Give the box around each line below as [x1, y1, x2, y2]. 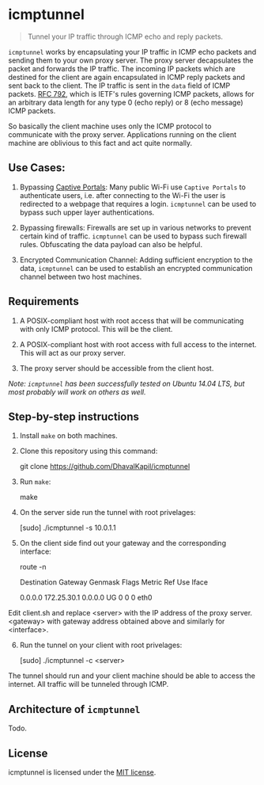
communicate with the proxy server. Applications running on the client [8, 129, 237, 139]
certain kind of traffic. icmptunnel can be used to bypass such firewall [19, 231, 247, 241]
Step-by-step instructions [8, 410, 140, 423]
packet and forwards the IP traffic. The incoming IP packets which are [8, 63, 236, 73]
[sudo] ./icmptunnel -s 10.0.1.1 [19, 523, 116, 532]
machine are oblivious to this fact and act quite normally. [8, 138, 193, 147]
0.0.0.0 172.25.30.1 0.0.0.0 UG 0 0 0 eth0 [19, 593, 153, 603]
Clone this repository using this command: [19, 446, 158, 456]
